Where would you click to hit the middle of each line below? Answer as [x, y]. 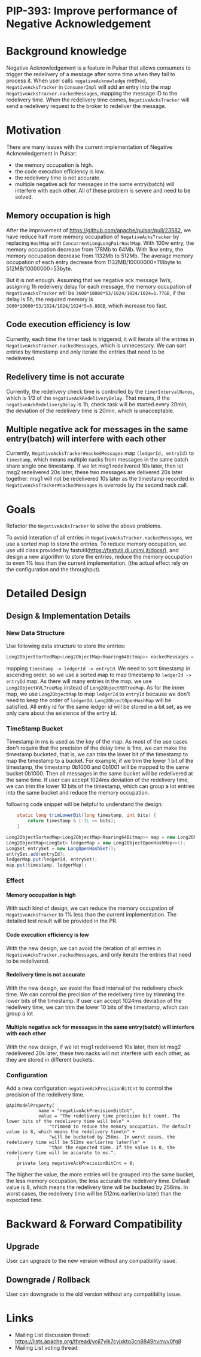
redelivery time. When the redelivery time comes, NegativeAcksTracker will [98, 100]
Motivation [34, 131]
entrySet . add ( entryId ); [36, 854]
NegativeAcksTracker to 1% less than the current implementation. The [92, 915]
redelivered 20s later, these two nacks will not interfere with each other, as [98, 1053]
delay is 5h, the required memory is [50, 299]
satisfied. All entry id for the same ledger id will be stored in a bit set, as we [99, 707]
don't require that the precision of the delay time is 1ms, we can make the [96, 748]
